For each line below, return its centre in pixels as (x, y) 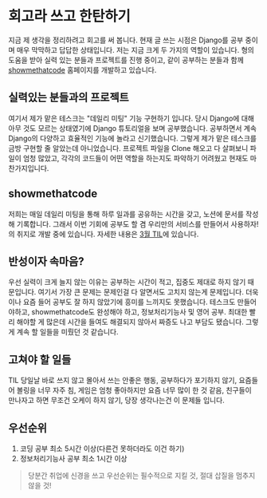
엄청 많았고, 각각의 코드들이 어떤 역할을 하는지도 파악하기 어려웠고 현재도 (135, 158)
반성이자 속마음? (46, 261)
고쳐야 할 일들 (40, 360)
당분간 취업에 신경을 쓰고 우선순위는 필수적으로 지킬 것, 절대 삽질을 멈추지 (141, 475)
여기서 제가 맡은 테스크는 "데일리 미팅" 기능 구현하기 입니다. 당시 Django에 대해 (132, 118)
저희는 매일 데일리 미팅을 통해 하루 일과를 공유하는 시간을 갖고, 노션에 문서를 (126, 214)
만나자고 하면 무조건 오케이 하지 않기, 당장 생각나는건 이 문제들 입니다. (116, 401)
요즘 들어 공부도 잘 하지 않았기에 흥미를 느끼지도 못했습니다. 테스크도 (129, 302)
